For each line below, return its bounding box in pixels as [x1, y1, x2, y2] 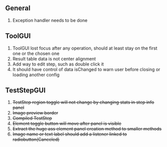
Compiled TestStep [12, 115, 52, 121]
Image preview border [12, 110, 59, 116]
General [5, 4, 31, 12]
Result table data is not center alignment [12, 55, 96, 61]
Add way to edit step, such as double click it [12, 61, 104, 67]
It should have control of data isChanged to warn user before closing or [12, 66, 160, 72]
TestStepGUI [5, 86, 46, 94]
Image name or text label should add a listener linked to [12, 131, 127, 137]
